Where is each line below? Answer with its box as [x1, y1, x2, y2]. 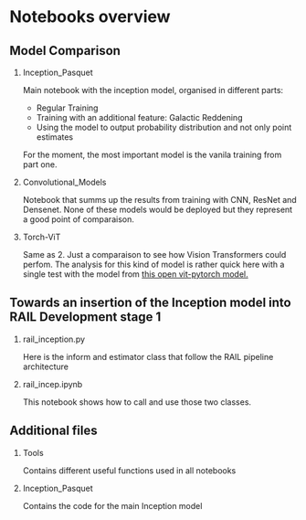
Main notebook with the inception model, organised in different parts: [22, 85, 284, 95]
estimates [36, 132, 74, 143]
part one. [22, 159, 58, 170]
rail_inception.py [22, 334, 85, 345]
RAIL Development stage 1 [9, 309, 162, 325]
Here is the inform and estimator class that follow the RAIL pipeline [22, 351, 274, 362]
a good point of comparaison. [22, 214, 134, 225]
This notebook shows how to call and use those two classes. [22, 396, 252, 408]
